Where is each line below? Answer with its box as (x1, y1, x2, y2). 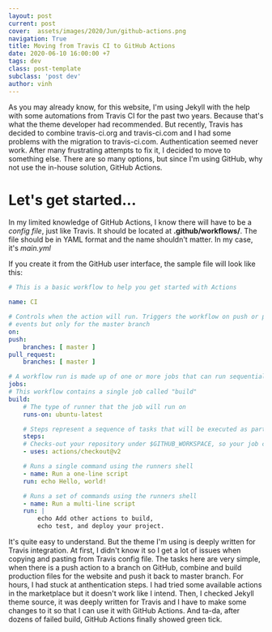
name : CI (8, 298, 38, 307)
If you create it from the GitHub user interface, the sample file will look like (8, 259, 257, 269)
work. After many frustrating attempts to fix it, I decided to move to (8, 145, 231, 155)
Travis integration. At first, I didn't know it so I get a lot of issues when (8, 545, 241, 556)
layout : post (8, 11, 53, 20)
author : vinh (8, 80, 53, 88)
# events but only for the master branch (8, 320, 151, 329)
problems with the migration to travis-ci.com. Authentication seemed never (8, 136, 259, 146)
